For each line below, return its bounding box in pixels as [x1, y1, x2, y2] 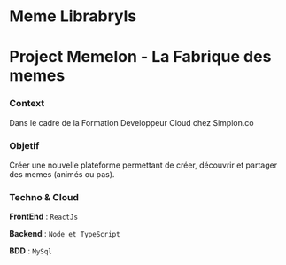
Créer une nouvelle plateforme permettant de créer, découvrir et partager [9, 160, 277, 170]
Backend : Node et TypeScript [9, 229, 121, 239]
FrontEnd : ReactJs [9, 211, 78, 222]
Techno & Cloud [9, 191, 80, 203]
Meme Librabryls [9, 6, 137, 27]
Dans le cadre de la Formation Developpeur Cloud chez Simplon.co [9, 117, 254, 128]
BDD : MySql [9, 246, 53, 256]
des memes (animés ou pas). [9, 168, 115, 179]
